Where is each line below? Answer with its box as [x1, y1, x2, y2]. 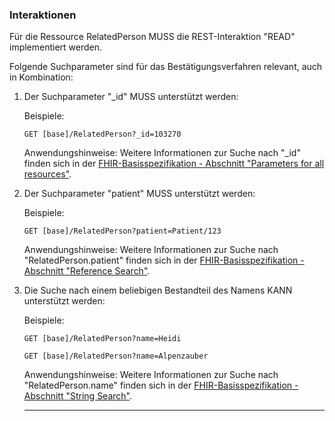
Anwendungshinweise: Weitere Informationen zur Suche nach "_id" [23, 147, 301, 159]
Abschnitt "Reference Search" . [23, 265, 151, 277]
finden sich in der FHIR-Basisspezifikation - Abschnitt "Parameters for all [23, 158, 325, 170]
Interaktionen [9, 8, 77, 22]
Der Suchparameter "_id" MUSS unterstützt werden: [23, 91, 239, 103]
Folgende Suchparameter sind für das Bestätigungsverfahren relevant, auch [9, 61, 323, 73]
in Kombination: [9, 71, 74, 83]
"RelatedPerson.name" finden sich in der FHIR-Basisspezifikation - [23, 379, 299, 392]
